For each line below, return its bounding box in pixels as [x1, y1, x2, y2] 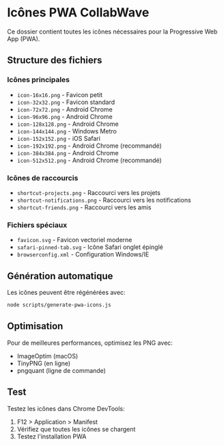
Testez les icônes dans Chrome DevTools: [7, 404, 125, 412]
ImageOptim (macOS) [16, 352, 79, 360]
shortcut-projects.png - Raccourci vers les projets [16, 188, 160, 196]
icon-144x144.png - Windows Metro [16, 127, 117, 135]
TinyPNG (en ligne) [16, 359, 71, 367]
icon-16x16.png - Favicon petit [16, 90, 103, 99]
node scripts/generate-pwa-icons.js [7, 302, 111, 309]
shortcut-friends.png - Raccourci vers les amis [16, 203, 152, 211]
